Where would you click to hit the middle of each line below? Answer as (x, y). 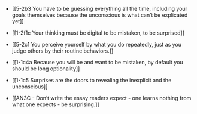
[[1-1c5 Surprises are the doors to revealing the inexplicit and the (92, 80)
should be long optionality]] (46, 69)
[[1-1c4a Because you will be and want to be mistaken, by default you (98, 62)
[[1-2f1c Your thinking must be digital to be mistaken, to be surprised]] (98, 33)
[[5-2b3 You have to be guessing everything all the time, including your (99, 9)
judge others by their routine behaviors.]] (63, 51)
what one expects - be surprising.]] (56, 104)
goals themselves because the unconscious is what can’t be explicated (100, 15)
